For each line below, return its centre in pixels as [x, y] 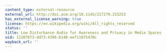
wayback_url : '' [22, 42]
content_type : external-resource [40, 10]
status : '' [16, 28]
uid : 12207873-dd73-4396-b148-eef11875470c [51, 38]
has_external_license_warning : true [43, 19]
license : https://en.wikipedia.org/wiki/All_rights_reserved [70, 24]
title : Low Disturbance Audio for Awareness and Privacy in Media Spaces [83, 33]
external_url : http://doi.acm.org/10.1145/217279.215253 [66, 14]
